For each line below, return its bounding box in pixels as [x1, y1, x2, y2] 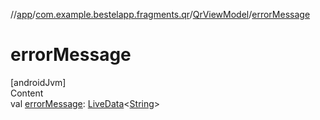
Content [10, 87, 44, 99]
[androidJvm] [10, 76, 67, 88]
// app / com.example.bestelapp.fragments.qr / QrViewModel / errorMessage [10, 9, 311, 20]
